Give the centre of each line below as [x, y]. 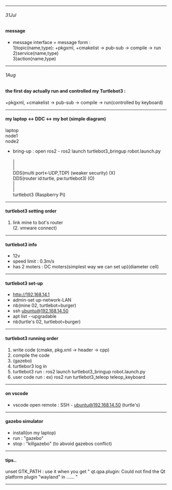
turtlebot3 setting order [31, 211]
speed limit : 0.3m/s [34, 261]
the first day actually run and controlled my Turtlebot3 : [66, 91]
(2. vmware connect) [35, 228]
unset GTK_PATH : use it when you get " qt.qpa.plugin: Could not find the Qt [85, 472]
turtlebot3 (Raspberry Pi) [39, 195]
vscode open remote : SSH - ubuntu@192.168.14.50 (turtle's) [76, 404]
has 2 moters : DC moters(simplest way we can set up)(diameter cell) [86, 267]
